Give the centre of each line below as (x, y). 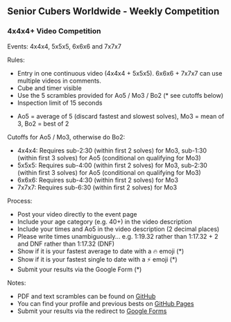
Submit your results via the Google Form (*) (79, 269)
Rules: (16, 60)
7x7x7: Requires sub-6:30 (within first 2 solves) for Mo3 (97, 187)
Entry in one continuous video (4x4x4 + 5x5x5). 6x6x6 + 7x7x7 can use (120, 73)
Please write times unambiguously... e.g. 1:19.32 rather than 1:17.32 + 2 (118, 236)
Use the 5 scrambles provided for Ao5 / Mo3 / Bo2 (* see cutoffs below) (120, 95)
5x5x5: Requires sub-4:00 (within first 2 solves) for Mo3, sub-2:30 (112, 165)
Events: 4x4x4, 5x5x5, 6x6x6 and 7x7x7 (64, 46)
